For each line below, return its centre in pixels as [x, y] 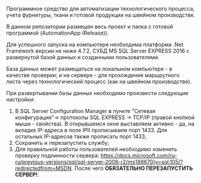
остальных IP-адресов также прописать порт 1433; [81, 136]
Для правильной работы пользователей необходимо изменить [96, 149]
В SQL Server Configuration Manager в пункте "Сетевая [85, 111]
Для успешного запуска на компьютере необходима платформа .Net [95, 45]
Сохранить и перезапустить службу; [62, 143]
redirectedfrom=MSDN [43, 168]
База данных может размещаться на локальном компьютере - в [89, 69]
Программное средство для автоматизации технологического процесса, [100, 9]
